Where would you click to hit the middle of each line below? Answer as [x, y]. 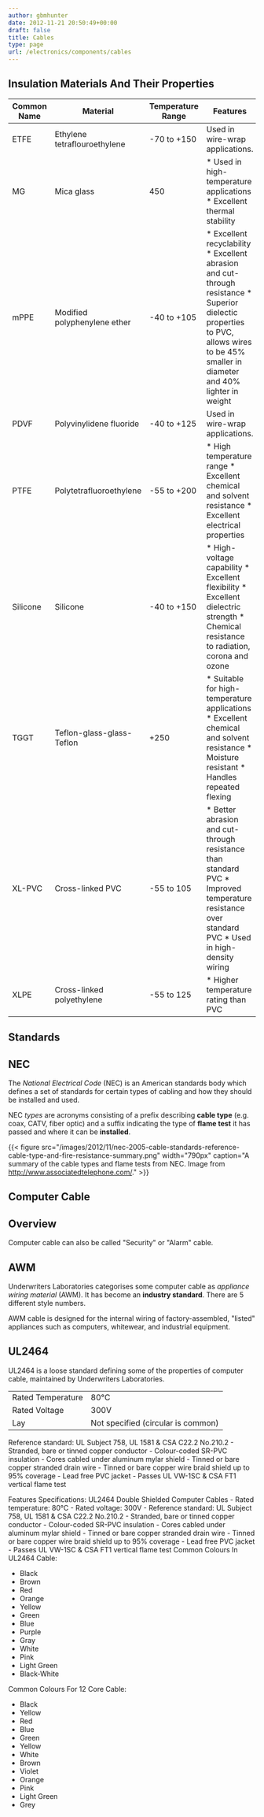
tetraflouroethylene [90, 144]
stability [221, 221]
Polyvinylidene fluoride [97, 424]
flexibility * [227, 587]
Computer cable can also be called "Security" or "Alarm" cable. [111, 1243]
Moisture [223, 757]
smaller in [224, 362]
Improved [224, 888]
